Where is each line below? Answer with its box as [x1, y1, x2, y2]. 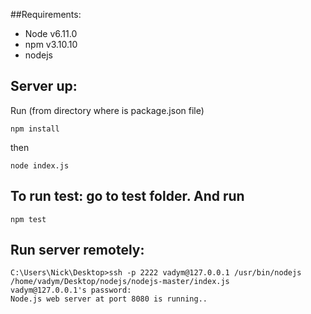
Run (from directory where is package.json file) [10, 104, 205, 116]
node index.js [10, 160, 70, 171]
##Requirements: [10, 9, 82, 20]
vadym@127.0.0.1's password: [10, 285, 132, 296]
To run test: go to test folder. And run [10, 188, 245, 205]
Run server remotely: [10, 242, 145, 259]
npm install [10, 124, 60, 134]
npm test [10, 214, 47, 224]
